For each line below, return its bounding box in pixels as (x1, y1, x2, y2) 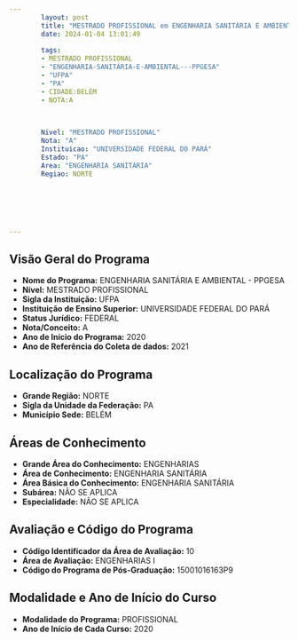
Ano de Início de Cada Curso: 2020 (21, 623, 153, 634)
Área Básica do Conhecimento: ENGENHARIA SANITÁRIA (21, 478, 235, 488)
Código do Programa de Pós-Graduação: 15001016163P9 (21, 565, 233, 575)
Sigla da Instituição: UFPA (21, 294, 120, 305)
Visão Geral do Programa (9, 252, 151, 267)
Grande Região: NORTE (21, 391, 110, 401)
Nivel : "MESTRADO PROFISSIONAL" (41, 128, 161, 138)
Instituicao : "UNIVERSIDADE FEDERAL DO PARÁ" (41, 145, 213, 154)
